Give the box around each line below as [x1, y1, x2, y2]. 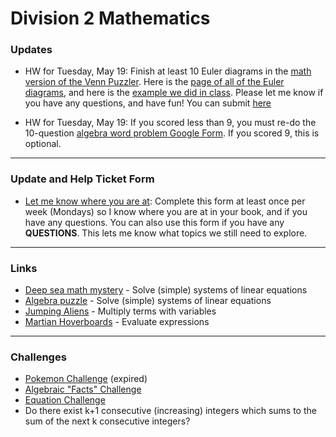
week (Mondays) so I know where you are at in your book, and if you [24, 205, 308, 217]
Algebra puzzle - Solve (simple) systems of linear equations [24, 295, 272, 307]
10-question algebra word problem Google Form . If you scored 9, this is [24, 127, 320, 139]
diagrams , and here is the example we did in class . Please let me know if [24, 87, 324, 99]
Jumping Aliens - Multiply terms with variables [24, 305, 217, 317]
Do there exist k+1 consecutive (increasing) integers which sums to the [24, 405, 317, 417]
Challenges [10, 350, 67, 364]
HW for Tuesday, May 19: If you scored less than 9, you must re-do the [24, 117, 317, 129]
